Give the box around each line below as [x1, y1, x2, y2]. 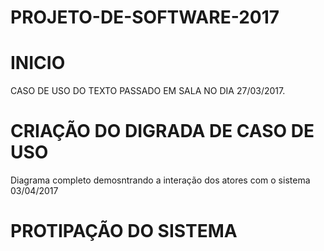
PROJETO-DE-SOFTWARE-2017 [10, 6, 280, 29]
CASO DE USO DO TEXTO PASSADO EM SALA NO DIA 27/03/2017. [10, 85, 286, 97]
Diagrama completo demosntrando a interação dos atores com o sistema [10, 174, 311, 186]
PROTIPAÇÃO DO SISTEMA [10, 220, 238, 243]
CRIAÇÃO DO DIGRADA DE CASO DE [10, 120, 315, 143]
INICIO [10, 52, 66, 75]
